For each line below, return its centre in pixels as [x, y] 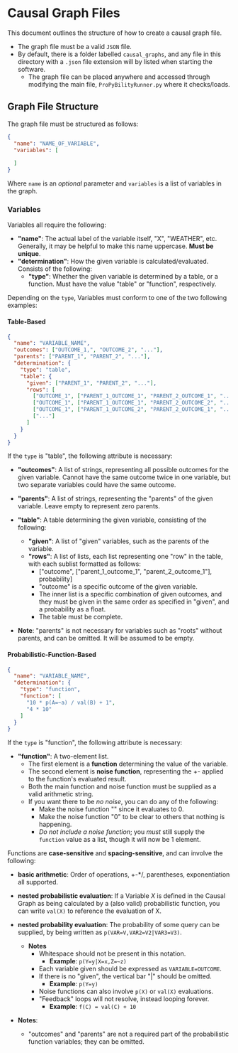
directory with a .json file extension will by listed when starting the [115, 61]
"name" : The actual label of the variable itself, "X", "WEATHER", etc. [117, 239]
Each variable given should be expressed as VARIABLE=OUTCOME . [130, 969]
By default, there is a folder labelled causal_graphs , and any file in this [119, 54]
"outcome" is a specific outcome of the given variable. [118, 587]
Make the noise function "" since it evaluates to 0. [111, 809]
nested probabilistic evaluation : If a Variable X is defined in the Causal [121, 896]
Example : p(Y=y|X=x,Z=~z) [88, 961]
